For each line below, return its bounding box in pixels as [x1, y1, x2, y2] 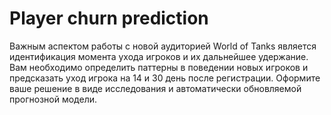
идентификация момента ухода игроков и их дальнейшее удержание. [9, 50, 309, 62]
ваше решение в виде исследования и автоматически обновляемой [9, 82, 302, 94]
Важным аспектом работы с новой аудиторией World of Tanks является [9, 40, 317, 52]
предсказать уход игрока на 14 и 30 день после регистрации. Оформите [9, 72, 321, 84]
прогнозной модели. [9, 93, 97, 105]
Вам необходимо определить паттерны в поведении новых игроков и [9, 61, 309, 73]
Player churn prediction [9, 7, 209, 30]
